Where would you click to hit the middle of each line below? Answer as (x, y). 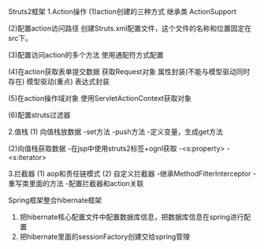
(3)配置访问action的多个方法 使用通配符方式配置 (86, 55)
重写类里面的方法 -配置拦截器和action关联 (76, 183)
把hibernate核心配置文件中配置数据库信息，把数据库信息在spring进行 (132, 217)
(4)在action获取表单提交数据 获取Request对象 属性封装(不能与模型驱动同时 (129, 72)
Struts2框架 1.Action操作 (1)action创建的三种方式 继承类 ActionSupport (122, 11)
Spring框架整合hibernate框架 (55, 200)
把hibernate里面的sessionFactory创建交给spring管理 (105, 236)
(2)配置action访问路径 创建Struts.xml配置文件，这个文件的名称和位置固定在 (130, 28)
